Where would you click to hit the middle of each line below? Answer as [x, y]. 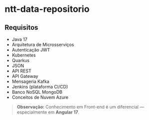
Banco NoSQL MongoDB [37, 92]
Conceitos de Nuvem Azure [40, 97]
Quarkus [21, 60]
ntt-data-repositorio [47, 9]
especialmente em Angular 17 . [48, 112]
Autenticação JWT [31, 50]
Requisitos [21, 28]
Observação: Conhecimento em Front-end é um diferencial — [80, 107]
